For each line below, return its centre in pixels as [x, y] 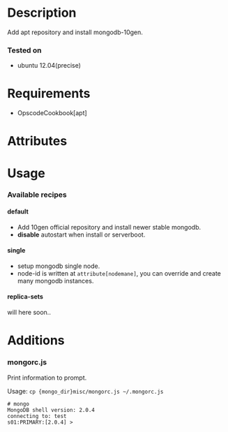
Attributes [37, 141]
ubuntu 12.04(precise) [49, 66]
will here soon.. [29, 313]
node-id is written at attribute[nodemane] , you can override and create [119, 273]
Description [42, 13]
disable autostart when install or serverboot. [81, 234]
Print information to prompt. [47, 378]
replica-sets [25, 297]
